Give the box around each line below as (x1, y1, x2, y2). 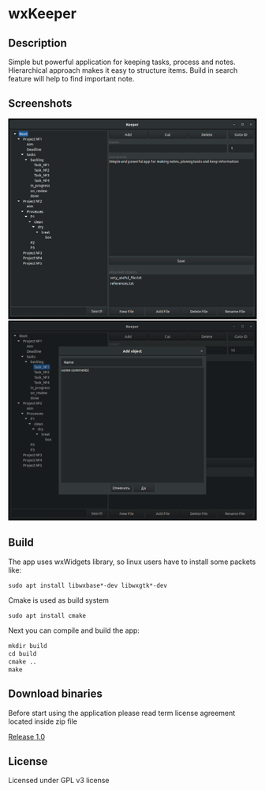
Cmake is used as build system (8, 595, 109, 605)
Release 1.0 (8, 732, 46, 741)
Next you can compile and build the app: (8, 626, 140, 635)
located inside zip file (8, 717, 77, 726)
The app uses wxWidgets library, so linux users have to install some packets (8, 557, 256, 566)
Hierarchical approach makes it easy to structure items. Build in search (8, 66, 238, 75)
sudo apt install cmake (8, 611, 87, 619)
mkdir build (8, 642, 47, 649)
